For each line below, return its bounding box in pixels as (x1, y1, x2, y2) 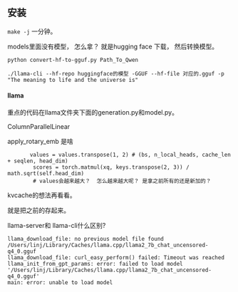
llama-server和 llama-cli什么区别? (7, 221, 106, 230)
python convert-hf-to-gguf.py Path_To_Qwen (7, 56, 139, 63)
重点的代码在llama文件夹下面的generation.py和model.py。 (7, 108, 178, 117)
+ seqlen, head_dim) (7, 157, 69, 165)
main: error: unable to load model (7, 279, 113, 286)
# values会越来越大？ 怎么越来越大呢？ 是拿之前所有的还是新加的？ (33, 177, 212, 185)
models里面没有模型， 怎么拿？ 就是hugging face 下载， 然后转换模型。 (7, 42, 219, 51)
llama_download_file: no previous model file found (7, 236, 164, 243)
